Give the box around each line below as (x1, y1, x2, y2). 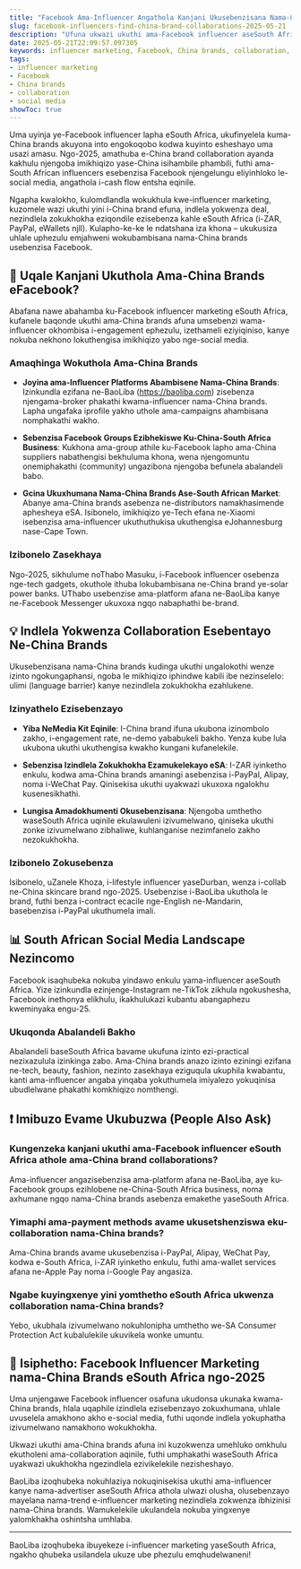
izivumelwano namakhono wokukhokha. (9, 1422, 158, 1433)
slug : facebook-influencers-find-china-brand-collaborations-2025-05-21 (9, 22, 287, 30)
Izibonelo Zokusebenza (9, 856, 114, 869)
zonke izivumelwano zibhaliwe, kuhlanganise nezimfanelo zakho (21, 824, 261, 835)
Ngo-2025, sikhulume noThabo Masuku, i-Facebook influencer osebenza (9, 568, 279, 579)
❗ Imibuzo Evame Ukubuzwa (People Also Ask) (9, 1111, 271, 1126)
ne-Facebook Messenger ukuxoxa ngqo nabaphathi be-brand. (9, 597, 239, 608)
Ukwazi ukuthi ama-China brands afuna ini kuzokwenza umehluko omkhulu (9, 1440, 288, 1451)
